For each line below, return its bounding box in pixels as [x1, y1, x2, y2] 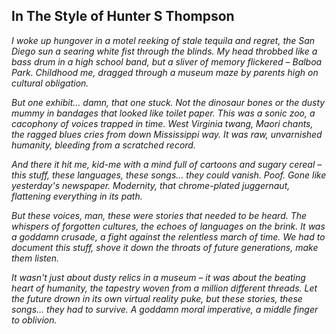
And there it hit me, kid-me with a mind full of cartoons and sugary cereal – [11, 158, 323, 170]
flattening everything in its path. [11, 190, 143, 202]
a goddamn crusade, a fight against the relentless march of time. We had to [11, 230, 326, 243]
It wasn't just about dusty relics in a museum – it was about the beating [11, 271, 306, 283]
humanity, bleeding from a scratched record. [11, 139, 196, 151]
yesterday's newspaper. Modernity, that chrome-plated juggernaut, [11, 179, 291, 191]
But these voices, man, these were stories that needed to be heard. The [11, 209, 308, 221]
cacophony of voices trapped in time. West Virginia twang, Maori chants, [11, 117, 314, 129]
